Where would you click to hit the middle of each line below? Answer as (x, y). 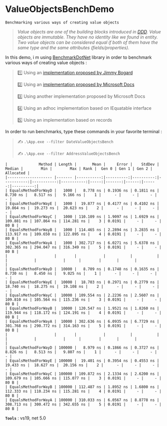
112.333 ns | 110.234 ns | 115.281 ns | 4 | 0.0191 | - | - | (83, 391)
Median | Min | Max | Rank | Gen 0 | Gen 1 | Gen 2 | (79, 169)
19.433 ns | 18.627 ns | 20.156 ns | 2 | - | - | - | (82, 365)
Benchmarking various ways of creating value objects (62, 22)
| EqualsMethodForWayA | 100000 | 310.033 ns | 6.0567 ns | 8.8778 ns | (82, 400)
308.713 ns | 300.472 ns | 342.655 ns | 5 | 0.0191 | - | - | (83, 404)
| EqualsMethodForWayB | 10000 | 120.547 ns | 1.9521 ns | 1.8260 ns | (82, 308)
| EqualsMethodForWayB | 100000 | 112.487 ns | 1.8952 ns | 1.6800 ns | (82, 387)
